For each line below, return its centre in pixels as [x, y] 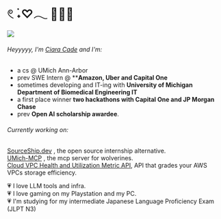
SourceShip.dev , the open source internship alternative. [87, 151]
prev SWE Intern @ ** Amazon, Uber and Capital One [92, 78]
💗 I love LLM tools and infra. [47, 186]
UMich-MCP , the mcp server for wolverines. [70, 158]
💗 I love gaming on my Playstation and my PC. [72, 194]
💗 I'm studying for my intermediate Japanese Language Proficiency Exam [110, 201]
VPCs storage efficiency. [42, 172]
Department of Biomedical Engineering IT [77, 92]
